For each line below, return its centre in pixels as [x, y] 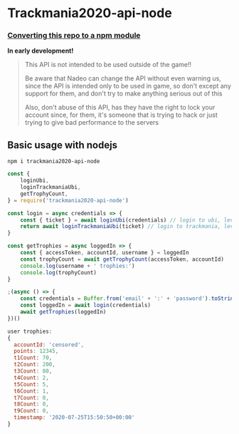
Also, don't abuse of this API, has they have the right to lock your [120, 108]
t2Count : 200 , [34, 365]
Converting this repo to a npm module [74, 36]
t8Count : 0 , [32, 404]
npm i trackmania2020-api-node [54, 162]
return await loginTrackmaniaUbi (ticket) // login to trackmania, [121, 227]
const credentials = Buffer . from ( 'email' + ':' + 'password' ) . [116, 299]
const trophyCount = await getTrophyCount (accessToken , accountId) [122, 259]
